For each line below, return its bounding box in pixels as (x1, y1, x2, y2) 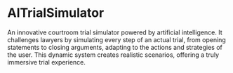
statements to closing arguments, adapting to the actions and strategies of (7, 43, 222, 51)
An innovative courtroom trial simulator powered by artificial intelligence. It (7, 28, 222, 36)
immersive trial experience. (7, 58, 86, 66)
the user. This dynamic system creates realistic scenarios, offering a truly (7, 51, 220, 59)
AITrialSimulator (7, 5, 105, 21)
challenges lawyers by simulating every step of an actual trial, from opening (7, 35, 226, 44)
